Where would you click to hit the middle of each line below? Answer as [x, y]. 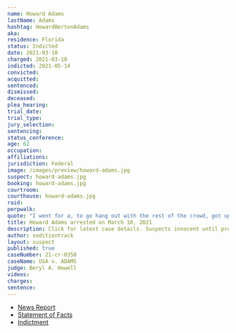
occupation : [25, 151]
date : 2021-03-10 [33, 53]
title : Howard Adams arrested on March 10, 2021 [80, 222]
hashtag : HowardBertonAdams [48, 27]
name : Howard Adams [36, 14]
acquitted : [23, 79]
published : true [31, 249]
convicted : [23, 72]
